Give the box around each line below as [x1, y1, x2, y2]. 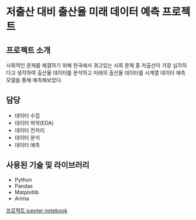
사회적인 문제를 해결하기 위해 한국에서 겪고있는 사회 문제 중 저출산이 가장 [6, 62, 171, 69]
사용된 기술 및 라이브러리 [6, 160, 90, 170]
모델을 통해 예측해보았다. [6, 77, 63, 83]
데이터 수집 [14, 112, 40, 119]
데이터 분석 [14, 134, 40, 141]
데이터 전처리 [14, 127, 45, 134]
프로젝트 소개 [6, 45, 51, 55]
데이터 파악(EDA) [14, 119, 54, 126]
